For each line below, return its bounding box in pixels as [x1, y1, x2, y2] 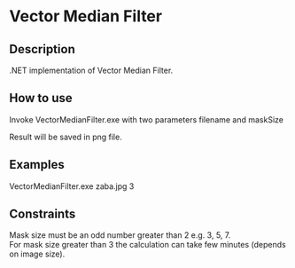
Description [9, 42, 75, 57]
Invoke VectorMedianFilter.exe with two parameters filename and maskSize [9, 114, 284, 125]
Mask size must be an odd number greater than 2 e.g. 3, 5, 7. [9, 230, 231, 240]
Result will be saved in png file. [9, 131, 122, 142]
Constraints [9, 207, 76, 222]
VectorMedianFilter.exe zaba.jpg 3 [9, 180, 135, 192]
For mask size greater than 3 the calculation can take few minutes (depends [9, 240, 286, 250]
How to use [9, 91, 73, 106]
